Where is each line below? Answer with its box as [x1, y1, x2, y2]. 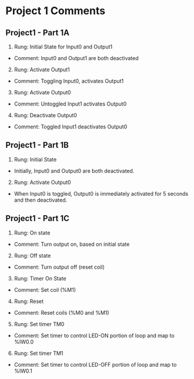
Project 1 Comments [5, 4, 106, 18]
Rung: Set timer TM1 [14, 350, 63, 357]
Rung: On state [14, 229, 51, 236]
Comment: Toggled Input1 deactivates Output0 [14, 123, 128, 130]
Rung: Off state [14, 252, 51, 259]
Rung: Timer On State [14, 275, 66, 282]
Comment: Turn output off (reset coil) [14, 263, 105, 271]
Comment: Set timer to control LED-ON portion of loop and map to [14, 332, 175, 339]
